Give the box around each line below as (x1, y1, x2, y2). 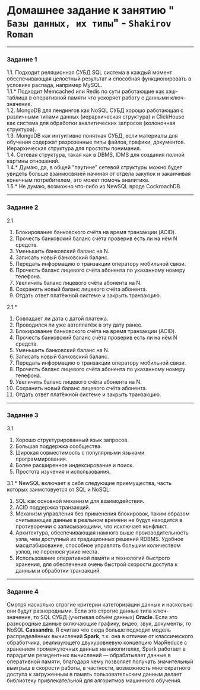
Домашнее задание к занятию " (7, 4, 174, 17)
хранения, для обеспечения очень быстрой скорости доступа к (15, 561, 178, 568)
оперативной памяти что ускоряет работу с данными (33, 94, 169, 101)
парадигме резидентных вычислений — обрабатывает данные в (7, 652, 171, 659)
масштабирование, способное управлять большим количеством (15, 542, 181, 549)
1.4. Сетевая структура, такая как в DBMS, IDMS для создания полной (7, 151, 185, 158)
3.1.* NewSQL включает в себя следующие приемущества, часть (7, 479, 172, 486)
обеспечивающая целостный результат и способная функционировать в (7, 75, 192, 82)
